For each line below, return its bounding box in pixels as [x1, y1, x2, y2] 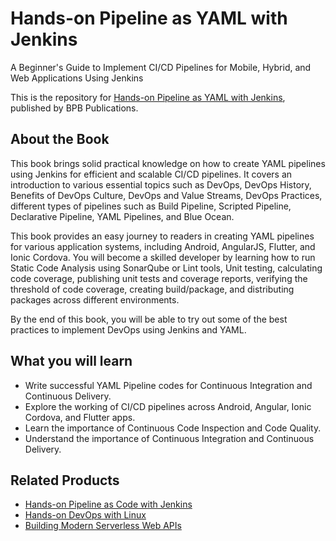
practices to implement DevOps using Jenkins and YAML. [10, 323, 247, 336]
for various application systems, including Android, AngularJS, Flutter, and [10, 240, 316, 252]
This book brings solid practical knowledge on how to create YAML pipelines [10, 157, 326, 169]
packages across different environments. [10, 293, 180, 306]
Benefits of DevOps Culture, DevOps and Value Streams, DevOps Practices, [10, 189, 323, 201]
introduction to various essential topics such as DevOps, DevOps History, [10, 178, 312, 191]
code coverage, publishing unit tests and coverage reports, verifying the [10, 272, 308, 284]
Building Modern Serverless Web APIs [24, 520, 182, 532]
